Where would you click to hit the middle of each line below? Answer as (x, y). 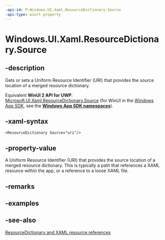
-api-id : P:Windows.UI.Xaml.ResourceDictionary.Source (63, 10)
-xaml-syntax (27, 121)
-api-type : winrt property (33, 14)
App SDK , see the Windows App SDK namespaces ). (59, 106)
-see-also (21, 220)
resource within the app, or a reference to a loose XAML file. (67, 171)
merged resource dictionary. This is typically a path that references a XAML (82, 166)
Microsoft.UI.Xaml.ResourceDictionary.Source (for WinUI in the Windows (80, 100)
